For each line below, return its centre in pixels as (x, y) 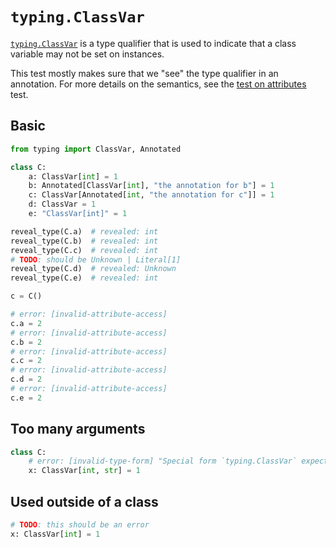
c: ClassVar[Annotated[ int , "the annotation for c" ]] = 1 (151, 195)
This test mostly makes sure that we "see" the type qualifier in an (144, 73)
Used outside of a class (84, 501)
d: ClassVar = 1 (62, 204)
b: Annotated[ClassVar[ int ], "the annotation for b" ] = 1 (151, 186)
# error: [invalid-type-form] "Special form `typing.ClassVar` (163, 461)
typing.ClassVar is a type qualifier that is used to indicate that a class (153, 43)
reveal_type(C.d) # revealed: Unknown (93, 269)
